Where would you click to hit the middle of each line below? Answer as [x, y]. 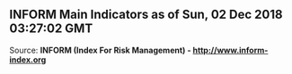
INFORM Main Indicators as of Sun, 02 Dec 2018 [146, 15]
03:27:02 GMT [51, 29]
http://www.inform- [230, 50]
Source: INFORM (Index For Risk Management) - [100, 50]
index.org [28, 59]
